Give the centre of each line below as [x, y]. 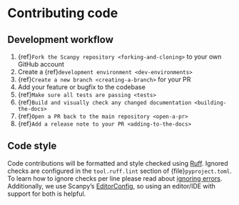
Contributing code [63, 13]
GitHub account [41, 64]
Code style [32, 146]
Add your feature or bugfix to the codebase [82, 87]
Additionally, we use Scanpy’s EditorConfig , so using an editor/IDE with [112, 186]
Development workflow [61, 40]
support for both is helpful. [47, 194]
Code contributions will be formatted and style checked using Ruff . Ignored [118, 163]
